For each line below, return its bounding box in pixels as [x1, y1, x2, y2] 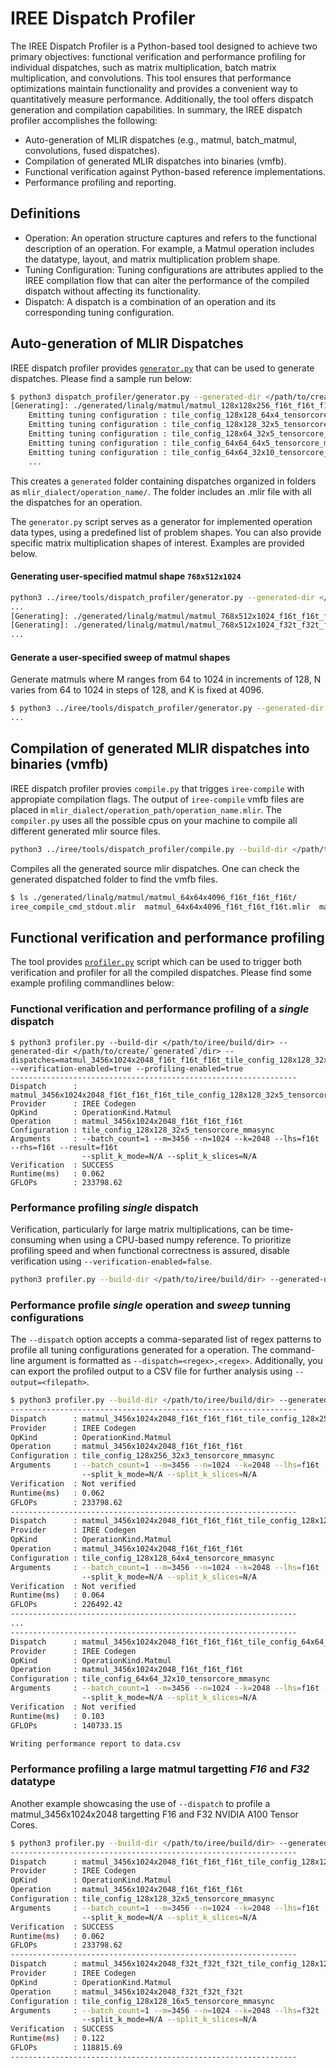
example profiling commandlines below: [10, 977, 175, 989]
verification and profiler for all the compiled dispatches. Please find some [10, 967, 312, 979]
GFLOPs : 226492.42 [10, 1600, 123, 1610]
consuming [10, 1233, 57, 1246]
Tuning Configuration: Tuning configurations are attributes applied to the [24, 263, 324, 276]
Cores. [10, 1818, 38, 1831]
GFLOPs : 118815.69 [10, 2043, 123, 2053]
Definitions [10, 205, 81, 222]
